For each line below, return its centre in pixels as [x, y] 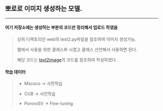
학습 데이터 [15, 72]
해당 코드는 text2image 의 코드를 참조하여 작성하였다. [67, 60]
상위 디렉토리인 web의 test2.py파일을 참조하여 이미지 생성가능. [77, 39]
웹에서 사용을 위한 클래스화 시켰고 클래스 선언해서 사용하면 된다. [77, 49]
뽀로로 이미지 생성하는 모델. [44, 9]
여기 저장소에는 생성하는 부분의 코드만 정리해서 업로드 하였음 [61, 28]
